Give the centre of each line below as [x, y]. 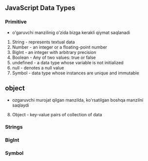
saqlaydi [20, 105]
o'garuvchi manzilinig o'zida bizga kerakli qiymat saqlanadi [71, 32]
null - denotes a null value [38, 68]
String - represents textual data [44, 42]
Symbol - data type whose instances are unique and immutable [76, 73]
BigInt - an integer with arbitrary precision [54, 52]
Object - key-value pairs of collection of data [57, 114]
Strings [14, 127]
